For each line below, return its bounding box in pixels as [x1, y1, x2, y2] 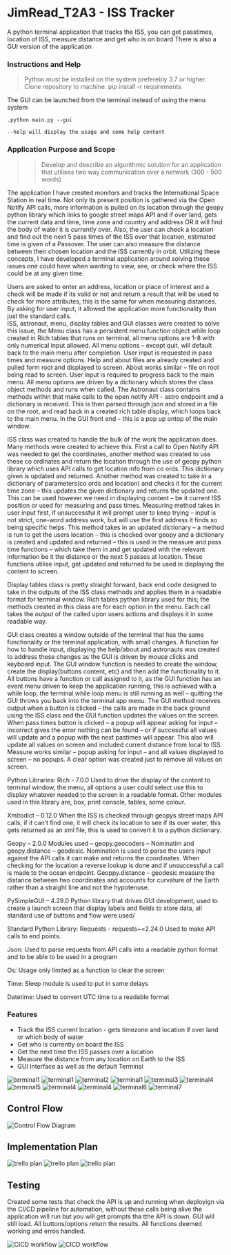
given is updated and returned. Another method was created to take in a [7, 471, 212, 480]
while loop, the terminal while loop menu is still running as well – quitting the [7, 689, 223, 698]
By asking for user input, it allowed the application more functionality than [7, 304, 217, 313]
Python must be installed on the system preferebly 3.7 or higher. [23, 75, 207, 83]
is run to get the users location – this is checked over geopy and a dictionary [7, 530, 224, 539]
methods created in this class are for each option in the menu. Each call [7, 602, 211, 611]
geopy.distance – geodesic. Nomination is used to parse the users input [7, 847, 211, 855]
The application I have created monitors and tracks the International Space [7, 188, 219, 197]
